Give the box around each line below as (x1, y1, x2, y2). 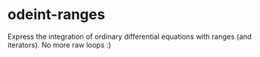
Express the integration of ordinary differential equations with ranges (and (7, 32, 252, 41)
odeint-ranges (7, 6, 106, 24)
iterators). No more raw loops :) (7, 40, 112, 49)
